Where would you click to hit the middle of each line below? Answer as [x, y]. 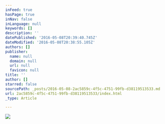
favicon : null [24, 70]
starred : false [21, 84]
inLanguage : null [23, 24]
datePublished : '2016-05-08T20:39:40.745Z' [51, 38]
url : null [20, 65]
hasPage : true [20, 14]
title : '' [16, 75]
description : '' [22, 33]
